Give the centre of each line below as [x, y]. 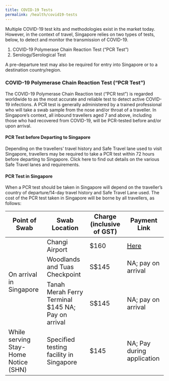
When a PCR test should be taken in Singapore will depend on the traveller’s [84, 187]
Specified [61, 340]
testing [57, 347]
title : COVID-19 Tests [29, 10]
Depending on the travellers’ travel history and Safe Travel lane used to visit [83, 148]
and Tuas [60, 267]
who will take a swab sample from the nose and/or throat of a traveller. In [81, 110]
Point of [24, 220]
